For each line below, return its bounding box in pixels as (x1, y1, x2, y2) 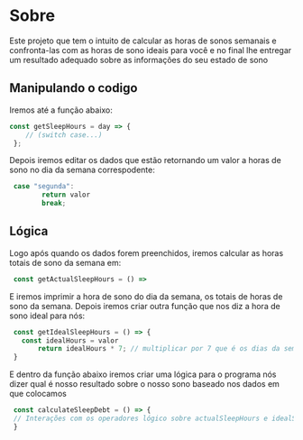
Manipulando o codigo (9, 80, 138, 96)
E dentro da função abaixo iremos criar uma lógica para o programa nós (9, 369, 277, 380)
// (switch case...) (25, 130, 103, 140)
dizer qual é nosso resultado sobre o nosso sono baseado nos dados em (9, 379, 280, 390)
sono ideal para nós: (9, 310, 86, 321)
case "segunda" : (13, 182, 75, 191)
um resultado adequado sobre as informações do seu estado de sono (9, 54, 269, 65)
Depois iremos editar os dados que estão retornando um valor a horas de (9, 155, 281, 166)
